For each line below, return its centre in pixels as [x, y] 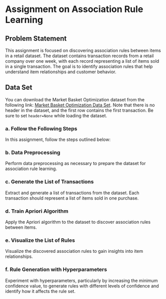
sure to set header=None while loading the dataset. [56, 115]
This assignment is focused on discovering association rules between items [83, 50]
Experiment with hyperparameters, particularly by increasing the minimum [81, 280]
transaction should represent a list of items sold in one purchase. [72, 198]
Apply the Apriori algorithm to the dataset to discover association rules [78, 222]
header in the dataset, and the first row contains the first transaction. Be [79, 110]
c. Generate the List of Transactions [49, 182]
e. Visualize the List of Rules [40, 240]
